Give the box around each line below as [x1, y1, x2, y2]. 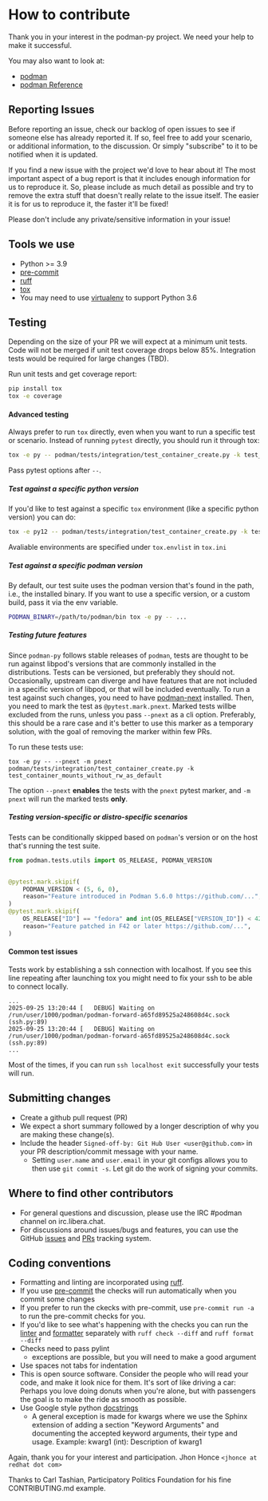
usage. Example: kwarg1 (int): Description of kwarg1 [31, 1437, 203, 1447]
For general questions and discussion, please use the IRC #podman [19, 1207, 242, 1218]
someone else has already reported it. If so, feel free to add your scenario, [8, 132, 253, 142]
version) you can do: [8, 512, 76, 522]
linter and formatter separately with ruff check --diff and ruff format [19, 1329, 254, 1338]
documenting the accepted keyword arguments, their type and [31, 1428, 238, 1438]
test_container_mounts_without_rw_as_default [8, 772, 162, 780]
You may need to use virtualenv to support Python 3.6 [19, 293, 198, 302]
